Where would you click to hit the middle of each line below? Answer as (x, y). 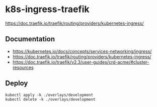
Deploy (17, 84)
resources (23, 67)
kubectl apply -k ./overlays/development (49, 95)
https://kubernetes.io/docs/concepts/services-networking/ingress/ (82, 51)
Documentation (30, 39)
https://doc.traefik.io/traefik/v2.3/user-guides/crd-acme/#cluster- (81, 62)
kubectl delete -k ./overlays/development (50, 99)
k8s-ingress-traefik (47, 9)
